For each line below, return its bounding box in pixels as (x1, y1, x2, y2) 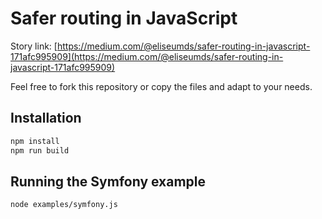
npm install (10, 136, 60, 146)
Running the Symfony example (10, 173, 207, 190)
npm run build (10, 145, 70, 156)
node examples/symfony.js (10, 200, 118, 210)
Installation (10, 110, 82, 127)
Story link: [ (10, 40, 58, 52)
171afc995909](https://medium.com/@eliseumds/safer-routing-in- (10, 50, 284, 62)
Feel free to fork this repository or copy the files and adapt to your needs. (10, 80, 313, 92)
